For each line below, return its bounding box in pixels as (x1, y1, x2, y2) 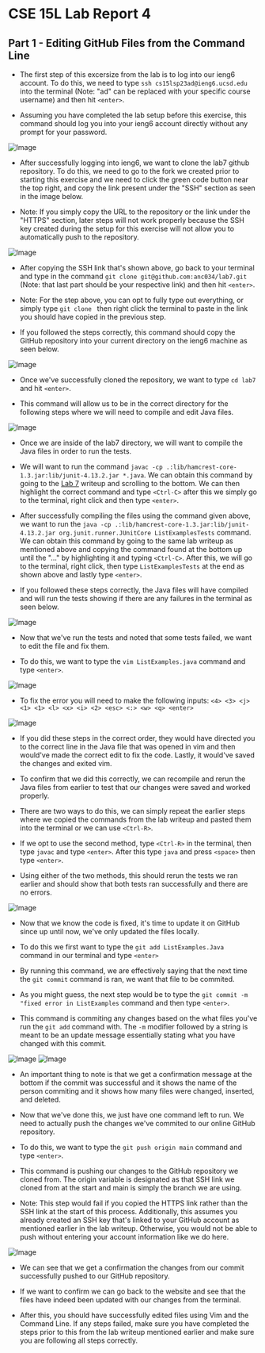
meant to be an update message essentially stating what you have (19, 1030, 236, 1040)
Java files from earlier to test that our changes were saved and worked (19, 783, 251, 791)
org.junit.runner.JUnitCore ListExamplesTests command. (59, 528, 252, 537)
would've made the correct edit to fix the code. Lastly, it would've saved (19, 750, 255, 760)
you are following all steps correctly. (19, 1336, 138, 1345)
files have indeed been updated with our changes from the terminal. (19, 1295, 241, 1305)
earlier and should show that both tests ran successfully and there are (19, 880, 248, 888)
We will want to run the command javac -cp (19, 462, 164, 471)
